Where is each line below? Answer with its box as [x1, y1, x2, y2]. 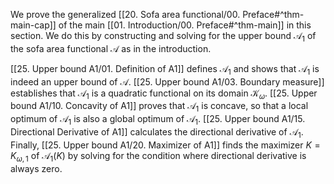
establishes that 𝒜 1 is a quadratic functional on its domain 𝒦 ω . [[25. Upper [10, 87, 318, 101]
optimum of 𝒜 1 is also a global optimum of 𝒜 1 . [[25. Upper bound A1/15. [10, 113, 306, 127]
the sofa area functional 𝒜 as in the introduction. [10, 42, 212, 54]
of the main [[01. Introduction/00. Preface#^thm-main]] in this [58, 19, 312, 31]
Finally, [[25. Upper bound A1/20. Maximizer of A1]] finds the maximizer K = [10, 139, 321, 151]
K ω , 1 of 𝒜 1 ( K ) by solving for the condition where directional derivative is [10, 149, 307, 164]
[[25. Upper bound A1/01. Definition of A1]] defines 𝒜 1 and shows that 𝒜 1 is [10, 62, 320, 77]
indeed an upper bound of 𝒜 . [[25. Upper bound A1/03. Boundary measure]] [10, 75, 325, 88]
